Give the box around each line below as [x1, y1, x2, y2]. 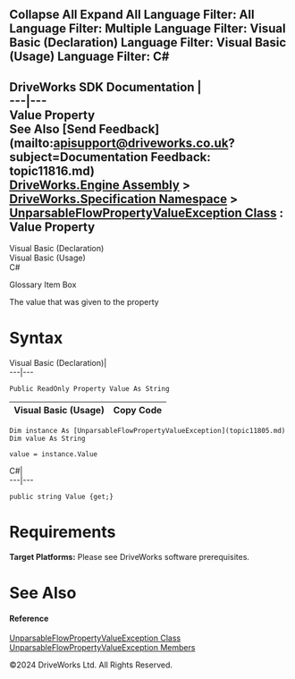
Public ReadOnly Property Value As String [9, 385, 170, 394]
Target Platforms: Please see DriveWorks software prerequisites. [9, 552, 250, 563]
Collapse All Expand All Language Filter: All [9, 7, 255, 22]
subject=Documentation [9, 149, 149, 165]
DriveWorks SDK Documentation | [9, 80, 202, 95]
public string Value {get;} [9, 492, 114, 502]
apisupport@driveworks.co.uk [53, 135, 229, 150]
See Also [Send [9, 121, 97, 137]
